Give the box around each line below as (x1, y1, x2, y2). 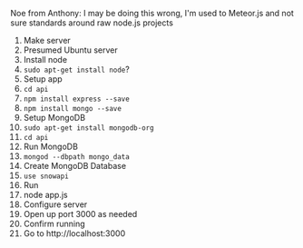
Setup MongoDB (23, 113, 85, 123)
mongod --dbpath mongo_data (23, 153, 130, 162)
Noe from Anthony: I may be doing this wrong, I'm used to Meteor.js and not (10, 8, 294, 18)
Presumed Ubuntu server (23, 45, 118, 55)
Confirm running (23, 218, 85, 229)
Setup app (23, 74, 63, 84)
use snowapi (23, 172, 69, 181)
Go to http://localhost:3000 (23, 228, 126, 239)
